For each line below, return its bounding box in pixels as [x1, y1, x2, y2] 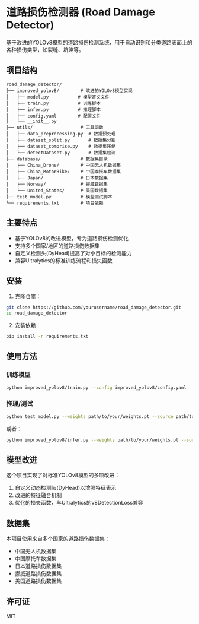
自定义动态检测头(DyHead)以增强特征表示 [14, 484, 117, 492]
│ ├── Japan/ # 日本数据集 [6, 175, 108, 181]
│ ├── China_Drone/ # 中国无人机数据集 [6, 162, 121, 168]
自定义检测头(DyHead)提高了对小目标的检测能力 [14, 249, 132, 256]
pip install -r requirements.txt [6, 334, 89, 340]
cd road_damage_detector [6, 310, 68, 316]
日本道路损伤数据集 [14, 562, 62, 570]
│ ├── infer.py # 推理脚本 [6, 106, 101, 113]
